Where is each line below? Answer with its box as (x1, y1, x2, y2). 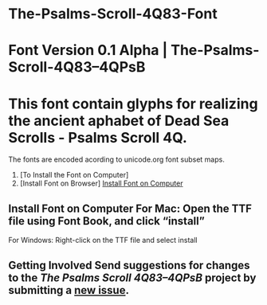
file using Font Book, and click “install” (8, 214, 205, 228)
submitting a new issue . (8, 283, 130, 297)
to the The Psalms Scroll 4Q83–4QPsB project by (8, 271, 257, 284)
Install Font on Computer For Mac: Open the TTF (8, 201, 253, 215)
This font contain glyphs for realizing (8, 95, 258, 112)
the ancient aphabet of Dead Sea (8, 111, 230, 130)
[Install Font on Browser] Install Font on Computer (19, 178, 183, 188)
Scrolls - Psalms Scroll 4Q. (8, 128, 187, 147)
